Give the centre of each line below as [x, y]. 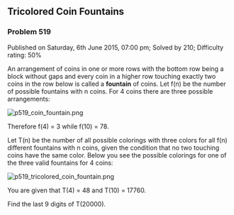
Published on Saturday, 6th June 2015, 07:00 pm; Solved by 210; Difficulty [116, 47]
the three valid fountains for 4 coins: [60, 162]
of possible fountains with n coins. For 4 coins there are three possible [110, 91]
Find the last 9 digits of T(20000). [57, 204]
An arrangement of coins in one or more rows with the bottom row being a [116, 68]
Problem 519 [29, 32]
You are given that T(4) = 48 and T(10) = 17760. [77, 190]
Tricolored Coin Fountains [66, 12]
